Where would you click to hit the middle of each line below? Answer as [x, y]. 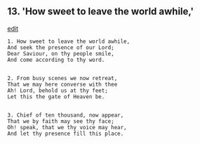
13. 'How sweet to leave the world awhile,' [101, 12]
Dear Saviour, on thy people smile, [61, 53]
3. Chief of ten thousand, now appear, [66, 115]
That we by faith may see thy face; [61, 121]
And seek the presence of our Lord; [61, 47]
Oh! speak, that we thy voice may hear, [67, 127]
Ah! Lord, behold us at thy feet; [58, 91]
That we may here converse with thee [62, 84]
